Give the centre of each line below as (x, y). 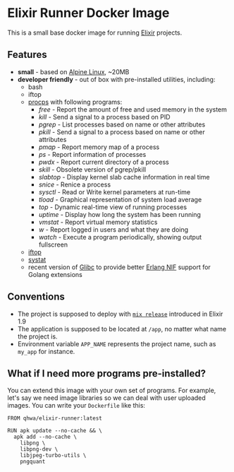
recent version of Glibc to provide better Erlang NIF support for (119, 267)
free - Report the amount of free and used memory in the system (133, 109)
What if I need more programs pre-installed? (107, 373)
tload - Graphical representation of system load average (120, 199)
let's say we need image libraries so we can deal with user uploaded (106, 398)
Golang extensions (55, 274)
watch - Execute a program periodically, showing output (120, 237)
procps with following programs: (75, 102)
